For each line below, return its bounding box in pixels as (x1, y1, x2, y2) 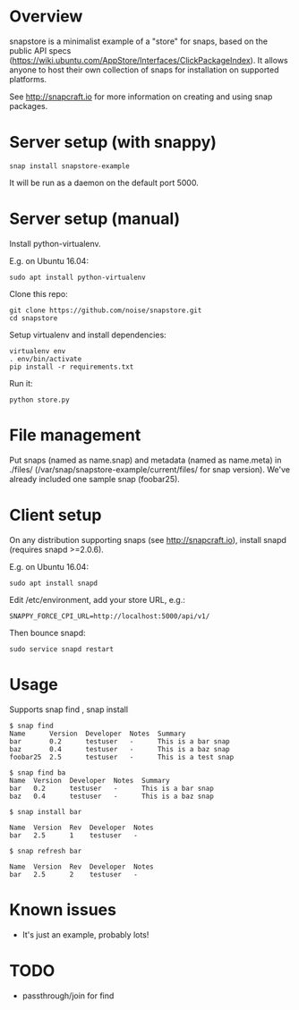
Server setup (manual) (9, 208, 181, 229)
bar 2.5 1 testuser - (9, 830, 139, 840)
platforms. (9, 73, 47, 84)
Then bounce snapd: (9, 627, 87, 638)
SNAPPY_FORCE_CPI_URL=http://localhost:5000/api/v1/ (9, 611, 210, 621)
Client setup (9, 505, 102, 525)
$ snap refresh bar (9, 846, 82, 855)
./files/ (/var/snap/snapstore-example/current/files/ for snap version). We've (9, 463, 291, 475)
